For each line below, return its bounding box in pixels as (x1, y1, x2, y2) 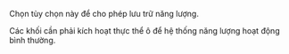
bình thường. (9, 35, 56, 45)
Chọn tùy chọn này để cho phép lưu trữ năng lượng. (9, 9, 199, 19)
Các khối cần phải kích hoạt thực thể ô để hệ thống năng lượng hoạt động (9, 26, 280, 35)
